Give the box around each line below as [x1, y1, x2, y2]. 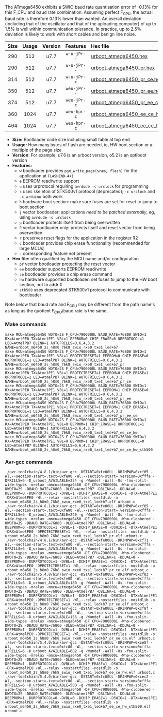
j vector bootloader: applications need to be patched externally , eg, [19, 209, 155, 215]
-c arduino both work [19, 194, 63, 199]
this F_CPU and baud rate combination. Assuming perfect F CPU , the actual [5, 9, 153, 16]
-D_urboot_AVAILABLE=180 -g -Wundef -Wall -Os [26, 580, 123, 585]
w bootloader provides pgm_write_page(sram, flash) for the [19, 168, 138, 174]
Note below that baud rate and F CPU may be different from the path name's [5, 301, 155, 309]
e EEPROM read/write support [19, 178, 79, 184]
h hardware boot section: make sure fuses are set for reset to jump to [19, 198, 158, 204]
